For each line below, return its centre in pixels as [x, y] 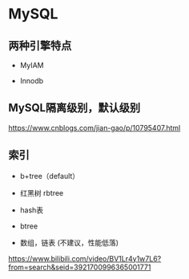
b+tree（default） [50, 176]
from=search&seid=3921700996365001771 [80, 267]
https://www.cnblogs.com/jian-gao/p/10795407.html [94, 127]
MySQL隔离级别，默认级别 [74, 108]
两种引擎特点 [40, 45]
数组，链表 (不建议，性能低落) [69, 242]
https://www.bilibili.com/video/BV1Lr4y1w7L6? [85, 258]
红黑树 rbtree [42, 192]
